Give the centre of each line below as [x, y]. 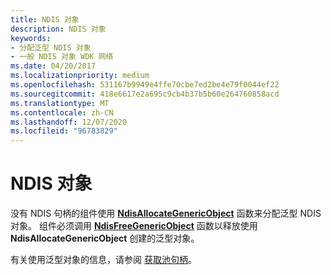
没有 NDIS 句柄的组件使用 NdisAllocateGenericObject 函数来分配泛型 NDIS [166, 213]
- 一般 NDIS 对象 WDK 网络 [62, 57]
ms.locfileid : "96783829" [64, 131]
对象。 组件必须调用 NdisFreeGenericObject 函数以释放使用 [134, 226]
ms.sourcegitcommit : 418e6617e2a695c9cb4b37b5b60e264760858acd [145, 94]
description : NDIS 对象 [58, 29]
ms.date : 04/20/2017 [53, 66]
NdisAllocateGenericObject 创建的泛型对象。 [105, 238]
